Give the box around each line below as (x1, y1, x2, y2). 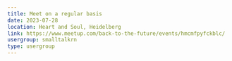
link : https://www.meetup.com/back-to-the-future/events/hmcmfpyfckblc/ (7, 29, 226, 37)
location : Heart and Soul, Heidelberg (7, 23, 121, 30)
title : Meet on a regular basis (7, 10, 102, 18)
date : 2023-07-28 (7, 17, 59, 24)
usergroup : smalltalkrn (7, 36, 78, 43)
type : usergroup (7, 43, 55, 50)
